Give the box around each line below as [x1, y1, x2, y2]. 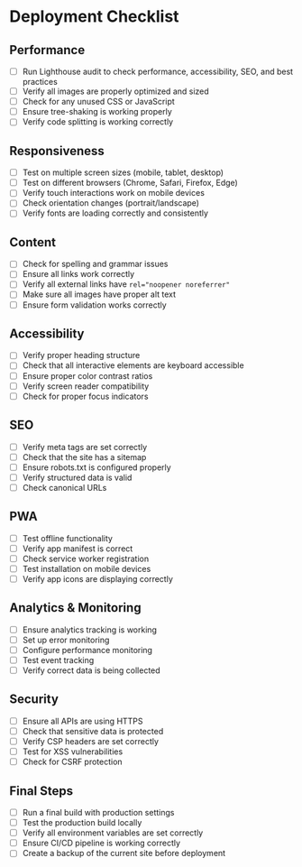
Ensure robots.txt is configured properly [22, 462, 171, 473]
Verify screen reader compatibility [22, 381, 150, 392]
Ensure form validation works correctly [22, 300, 167, 310]
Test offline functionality [22, 532, 113, 543]
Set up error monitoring [22, 634, 110, 645]
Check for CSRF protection [22, 756, 124, 768]
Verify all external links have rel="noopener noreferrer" [22, 279, 231, 290]
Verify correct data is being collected [22, 665, 160, 676]
